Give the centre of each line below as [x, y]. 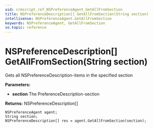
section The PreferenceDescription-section [56, 94]
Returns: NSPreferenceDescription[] [42, 104]
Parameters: [18, 85]
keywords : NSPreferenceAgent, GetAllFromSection [55, 23]
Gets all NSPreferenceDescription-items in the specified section [69, 75]
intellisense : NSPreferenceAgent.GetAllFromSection [58, 18]
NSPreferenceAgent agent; [31, 112]
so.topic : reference [26, 28]
